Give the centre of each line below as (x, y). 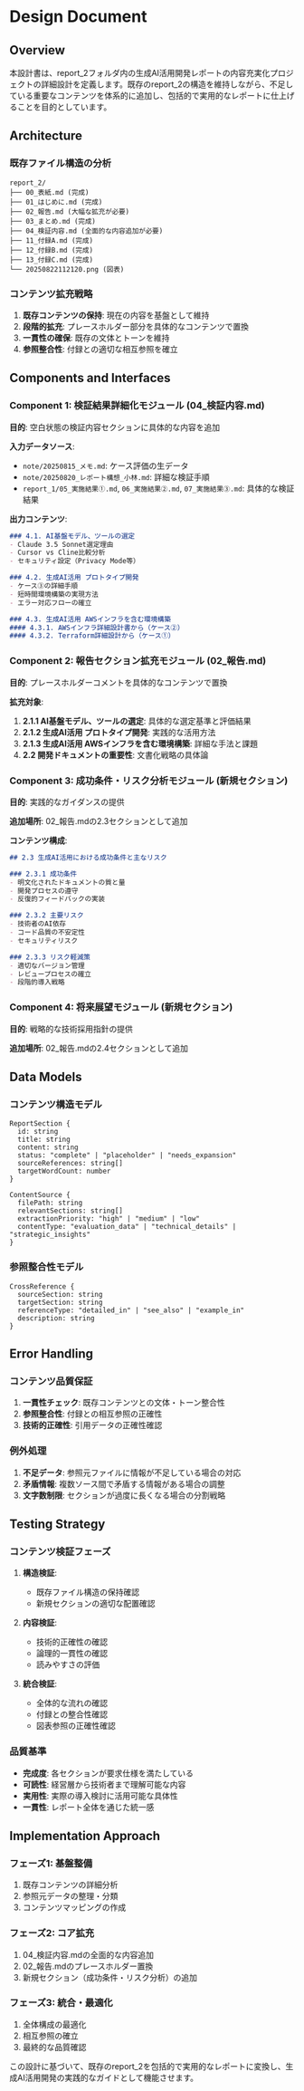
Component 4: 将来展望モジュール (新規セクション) (121, 1007)
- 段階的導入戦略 (37, 983)
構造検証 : (39, 1573)
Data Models (46, 1076)
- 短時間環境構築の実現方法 (54, 594)
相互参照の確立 (50, 2036)
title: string (44, 1140)
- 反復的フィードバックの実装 (57, 899)
